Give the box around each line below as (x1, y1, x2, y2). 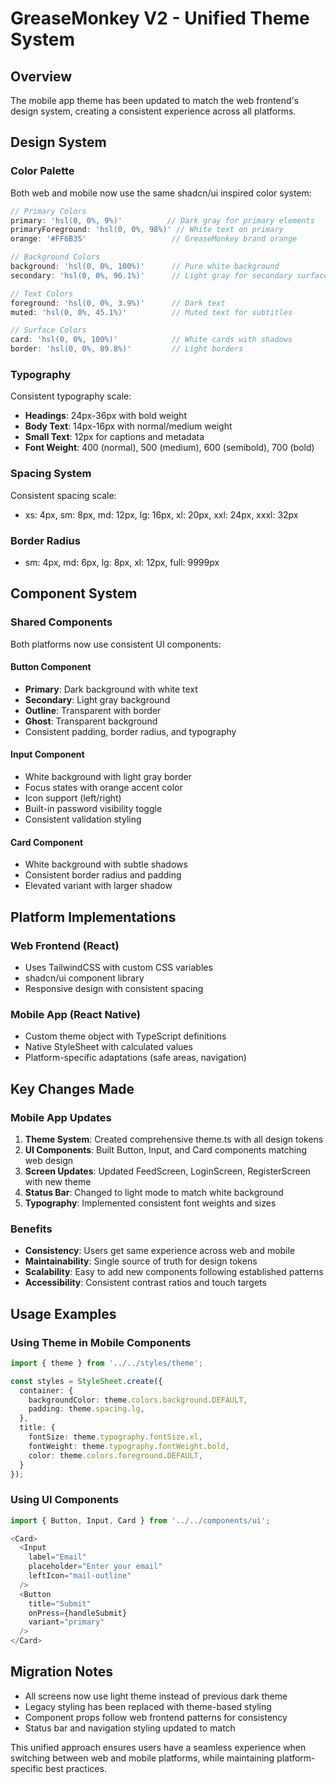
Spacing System (10, 467, 92, 481)
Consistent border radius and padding (24, 869, 182, 881)
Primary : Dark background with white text (24, 683, 198, 695)
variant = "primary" (28, 1617, 105, 1627)
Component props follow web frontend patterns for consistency (24, 1711, 288, 1723)
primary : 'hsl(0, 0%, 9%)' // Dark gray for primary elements (10, 215, 315, 226)
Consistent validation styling (24, 813, 142, 826)
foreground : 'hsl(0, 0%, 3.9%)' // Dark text (10, 298, 226, 308)
